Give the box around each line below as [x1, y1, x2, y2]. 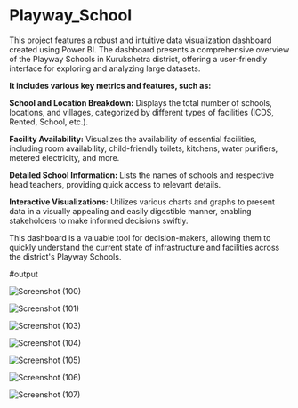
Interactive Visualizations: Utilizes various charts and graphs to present [9, 196, 276, 207]
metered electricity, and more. [9, 152, 120, 163]
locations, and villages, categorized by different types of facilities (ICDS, [9, 107, 274, 117]
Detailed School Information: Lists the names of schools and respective [9, 170, 274, 180]
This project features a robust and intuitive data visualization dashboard [9, 35, 272, 45]
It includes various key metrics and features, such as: [9, 80, 212, 91]
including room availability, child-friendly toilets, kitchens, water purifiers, [9, 143, 278, 154]
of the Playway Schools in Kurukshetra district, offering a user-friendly [9, 53, 268, 64]
